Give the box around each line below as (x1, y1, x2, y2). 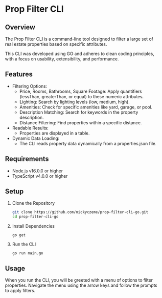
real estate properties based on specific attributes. (5, 41, 107, 47)
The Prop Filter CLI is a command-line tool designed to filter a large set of (5, 36, 153, 42)
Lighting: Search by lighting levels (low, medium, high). (19, 99, 130, 105)
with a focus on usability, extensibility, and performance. (5, 56, 119, 62)
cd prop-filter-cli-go (12, 215, 59, 219)
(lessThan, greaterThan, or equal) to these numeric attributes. (19, 93, 144, 99)
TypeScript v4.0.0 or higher (12, 173, 68, 179)
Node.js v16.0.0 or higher (12, 168, 63, 174)
